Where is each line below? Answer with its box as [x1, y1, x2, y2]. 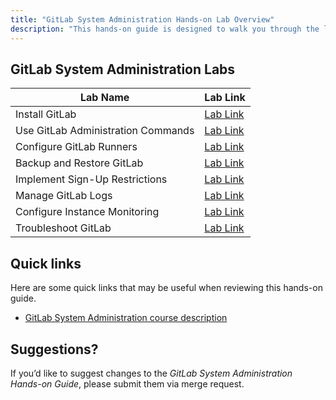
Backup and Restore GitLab [15, 156, 144, 170]
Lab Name [80, 91, 130, 105]
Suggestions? [10, 341, 99, 358]
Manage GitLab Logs [15, 189, 113, 203]
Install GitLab [15, 107, 77, 121]
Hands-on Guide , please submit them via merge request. [10, 377, 245, 390]
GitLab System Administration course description [24, 312, 228, 324]
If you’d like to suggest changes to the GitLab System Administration [10, 367, 293, 379]
